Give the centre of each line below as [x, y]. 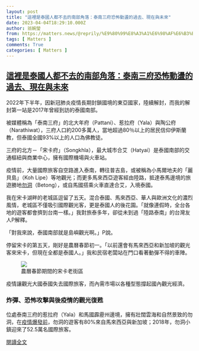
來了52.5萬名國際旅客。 [45, 329]
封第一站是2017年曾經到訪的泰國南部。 [53, 110]
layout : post [22, 12]
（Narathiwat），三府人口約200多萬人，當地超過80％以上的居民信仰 [89, 130]
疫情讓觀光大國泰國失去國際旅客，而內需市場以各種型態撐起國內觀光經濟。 [97, 283]
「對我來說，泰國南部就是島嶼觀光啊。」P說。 [61, 232]
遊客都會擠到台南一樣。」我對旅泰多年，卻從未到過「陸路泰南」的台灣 [101, 212]
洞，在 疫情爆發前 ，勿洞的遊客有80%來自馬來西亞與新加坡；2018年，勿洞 [96, 322]
